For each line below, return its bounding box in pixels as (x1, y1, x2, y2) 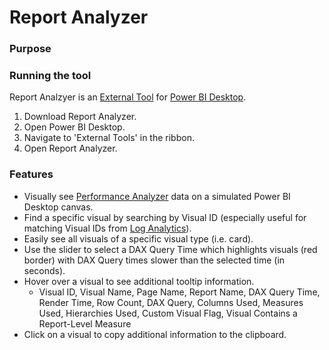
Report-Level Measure (38, 317, 132, 330)
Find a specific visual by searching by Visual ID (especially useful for (23, 211, 307, 223)
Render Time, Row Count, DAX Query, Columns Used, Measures (38, 296, 304, 308)
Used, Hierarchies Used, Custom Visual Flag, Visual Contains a (38, 307, 298, 319)
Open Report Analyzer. (23, 142, 118, 155)
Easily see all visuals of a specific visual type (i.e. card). (23, 232, 254, 245)
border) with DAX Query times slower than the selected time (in (23, 254, 286, 266)
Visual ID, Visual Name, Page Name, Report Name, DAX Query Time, (38, 286, 321, 298)
